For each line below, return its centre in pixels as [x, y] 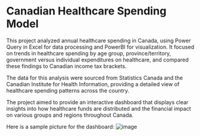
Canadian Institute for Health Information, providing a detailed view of [93, 84]
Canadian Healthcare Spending [86, 11]
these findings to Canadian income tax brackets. [66, 66]
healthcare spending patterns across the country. [68, 90]
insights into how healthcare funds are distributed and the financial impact [99, 108]
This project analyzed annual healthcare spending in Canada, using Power [99, 40]
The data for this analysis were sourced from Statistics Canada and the [95, 78]
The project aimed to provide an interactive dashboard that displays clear [98, 102]
